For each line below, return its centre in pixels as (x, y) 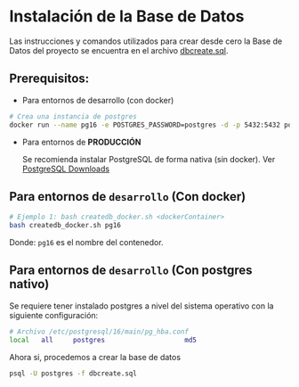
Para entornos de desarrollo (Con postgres (131, 271)
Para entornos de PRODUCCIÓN (81, 142)
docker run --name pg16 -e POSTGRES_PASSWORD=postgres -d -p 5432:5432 (145, 125)
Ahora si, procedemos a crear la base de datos (95, 357)
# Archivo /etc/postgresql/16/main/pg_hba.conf (99, 332)
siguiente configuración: (54, 315)
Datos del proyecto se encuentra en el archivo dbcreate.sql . (119, 50)
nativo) (29, 284)
